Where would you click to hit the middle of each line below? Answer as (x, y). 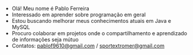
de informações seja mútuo (45, 39)
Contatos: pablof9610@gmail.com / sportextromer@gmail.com (88, 46)
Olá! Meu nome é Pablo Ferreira (51, 8)
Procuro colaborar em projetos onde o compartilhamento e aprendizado (99, 33)
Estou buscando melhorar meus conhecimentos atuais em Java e (91, 21)
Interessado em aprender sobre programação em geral (79, 15)
